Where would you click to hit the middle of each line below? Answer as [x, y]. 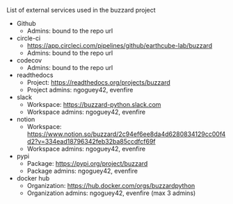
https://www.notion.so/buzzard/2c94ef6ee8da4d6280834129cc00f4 [126, 134]
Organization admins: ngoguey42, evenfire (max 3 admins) [111, 193]
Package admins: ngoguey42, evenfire [82, 171]
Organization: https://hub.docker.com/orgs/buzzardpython [111, 186]
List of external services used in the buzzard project [81, 10]
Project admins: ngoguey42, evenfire [80, 90]
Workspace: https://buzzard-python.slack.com [94, 104]
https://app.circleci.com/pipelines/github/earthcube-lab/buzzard [120, 45]
